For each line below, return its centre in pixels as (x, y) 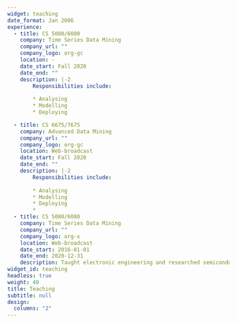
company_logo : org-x (50, 236)
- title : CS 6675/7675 (47, 125)
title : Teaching (31, 289)
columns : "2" (33, 309)
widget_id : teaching (38, 269)
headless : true (30, 276)
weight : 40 (23, 282)
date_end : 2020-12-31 (51, 256)
